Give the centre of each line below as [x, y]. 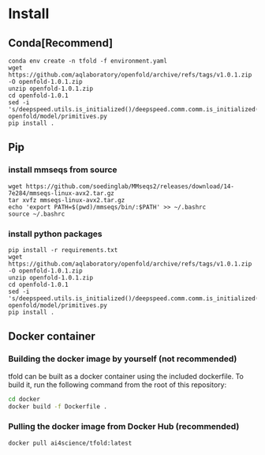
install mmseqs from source [63, 170]
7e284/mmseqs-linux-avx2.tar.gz [61, 193]
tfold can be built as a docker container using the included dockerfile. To [126, 376]
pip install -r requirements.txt [63, 250]
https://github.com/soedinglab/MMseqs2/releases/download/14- [130, 186]
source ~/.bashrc [37, 214]
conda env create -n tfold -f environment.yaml [88, 61]
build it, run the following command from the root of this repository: [118, 385]
